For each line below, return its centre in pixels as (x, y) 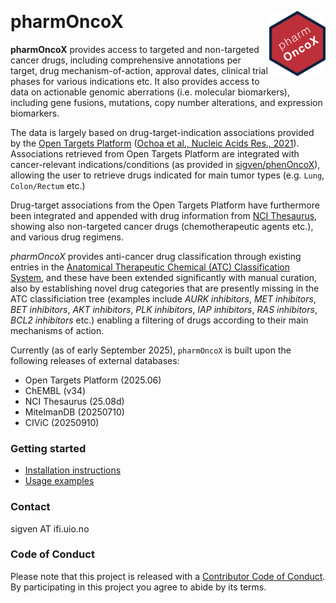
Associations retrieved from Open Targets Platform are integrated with (155, 153)
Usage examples (59, 481)
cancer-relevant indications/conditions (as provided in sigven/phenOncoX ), (165, 164)
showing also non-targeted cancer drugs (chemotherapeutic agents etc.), (162, 226)
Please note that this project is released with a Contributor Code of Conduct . (168, 576)
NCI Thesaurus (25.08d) (74, 401)
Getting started (48, 448)
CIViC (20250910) (62, 422)
